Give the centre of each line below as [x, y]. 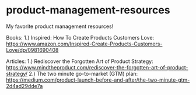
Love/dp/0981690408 [32, 50]
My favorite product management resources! [60, 26]
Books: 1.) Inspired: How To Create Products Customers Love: [80, 37]
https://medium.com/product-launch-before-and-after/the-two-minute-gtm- [98, 80]
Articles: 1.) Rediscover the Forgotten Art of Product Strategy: [80, 61]
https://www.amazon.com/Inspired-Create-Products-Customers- [84, 44]
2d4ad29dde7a [24, 86]
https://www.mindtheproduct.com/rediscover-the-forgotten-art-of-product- [97, 67]
